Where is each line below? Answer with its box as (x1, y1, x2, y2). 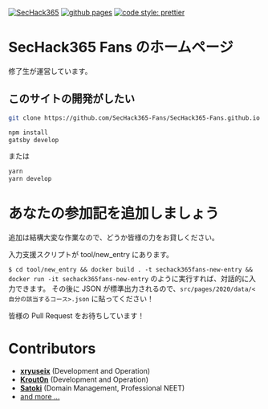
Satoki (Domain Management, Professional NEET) (19, 383, 185, 393)
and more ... (19, 392, 60, 401)
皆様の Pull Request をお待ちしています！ (8, 311, 145, 321)
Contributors (8, 340, 96, 358)
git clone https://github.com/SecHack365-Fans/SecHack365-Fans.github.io (8, 113, 261, 122)
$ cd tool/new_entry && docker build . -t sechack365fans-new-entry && (8, 266, 253, 274)
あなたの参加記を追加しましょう (8, 205, 220, 223)
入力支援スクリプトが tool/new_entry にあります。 (8, 250, 174, 260)
